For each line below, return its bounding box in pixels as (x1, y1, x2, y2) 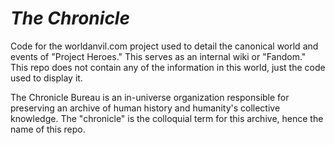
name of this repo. (10, 123, 86, 135)
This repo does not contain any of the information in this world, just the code (10, 61, 326, 73)
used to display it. (10, 72, 83, 84)
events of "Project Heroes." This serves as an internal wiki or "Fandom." (10, 50, 307, 62)
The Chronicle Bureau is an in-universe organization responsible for (10, 91, 290, 103)
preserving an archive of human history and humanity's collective (10, 102, 281, 114)
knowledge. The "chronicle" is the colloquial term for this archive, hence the (10, 112, 324, 124)
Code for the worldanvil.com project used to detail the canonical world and (10, 40, 319, 52)
